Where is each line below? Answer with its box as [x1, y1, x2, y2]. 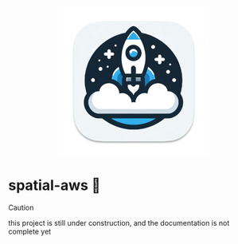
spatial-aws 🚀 [8, 176, 101, 195]
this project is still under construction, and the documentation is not [8, 218, 230, 227]
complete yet [8, 226, 52, 236]
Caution [8, 203, 34, 212]
